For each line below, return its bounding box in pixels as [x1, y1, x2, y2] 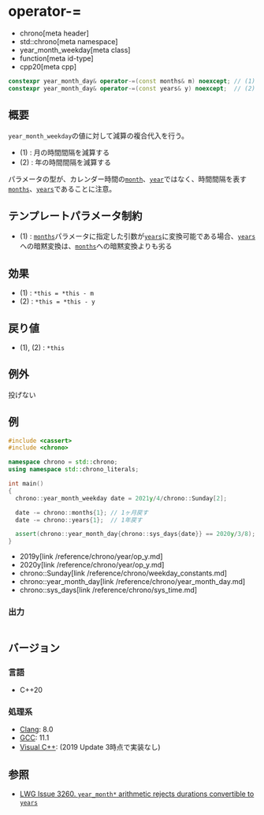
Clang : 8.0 [19, 724, 54, 735]
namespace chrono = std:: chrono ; [8, 458, 118, 467]
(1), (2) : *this [19, 342, 65, 352]
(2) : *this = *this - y [19, 296, 96, 306]
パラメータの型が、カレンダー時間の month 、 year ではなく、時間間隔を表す [8, 174, 247, 184]
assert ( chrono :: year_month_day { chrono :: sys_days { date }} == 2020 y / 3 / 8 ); [15, 530, 256, 538]
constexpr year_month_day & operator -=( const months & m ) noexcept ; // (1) [8, 77, 256, 85]
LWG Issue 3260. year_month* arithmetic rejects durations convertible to [19, 789, 255, 798]
